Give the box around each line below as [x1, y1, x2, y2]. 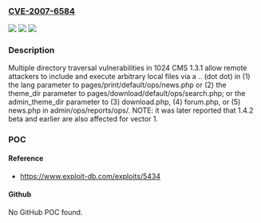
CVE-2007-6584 [8, 6, 76, 17]
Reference [8, 153, 44, 163]
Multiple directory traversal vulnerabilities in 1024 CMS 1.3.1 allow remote [8, 62, 247, 73]
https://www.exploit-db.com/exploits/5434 [19, 171, 161, 181]
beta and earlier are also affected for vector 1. [8, 113, 159, 123]
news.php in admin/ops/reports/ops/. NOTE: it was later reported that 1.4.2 [8, 106, 254, 115]
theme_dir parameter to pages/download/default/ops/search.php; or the [8, 88, 246, 98]
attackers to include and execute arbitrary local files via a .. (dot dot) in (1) [8, 71, 251, 81]
